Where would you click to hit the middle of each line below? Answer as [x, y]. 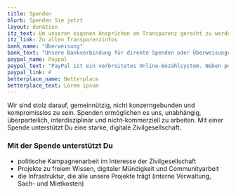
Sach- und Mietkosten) [51, 183]
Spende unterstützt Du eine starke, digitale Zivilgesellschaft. [94, 127]
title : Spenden [29, 14]
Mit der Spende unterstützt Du [60, 146]
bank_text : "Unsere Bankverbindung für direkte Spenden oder [99, 53]
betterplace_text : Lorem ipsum [53, 85]
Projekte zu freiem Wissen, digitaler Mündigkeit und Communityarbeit [118, 168]
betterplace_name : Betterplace [53, 79]
